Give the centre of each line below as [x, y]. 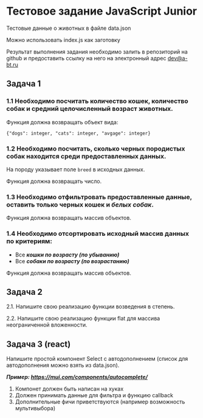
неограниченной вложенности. [47, 325]
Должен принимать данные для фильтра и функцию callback [94, 395]
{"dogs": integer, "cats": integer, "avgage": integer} [78, 133]
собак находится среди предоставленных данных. [86, 156]
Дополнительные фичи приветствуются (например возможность [100, 402]
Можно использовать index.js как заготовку [63, 40]
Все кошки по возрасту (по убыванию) [67, 255]
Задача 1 [24, 84]
